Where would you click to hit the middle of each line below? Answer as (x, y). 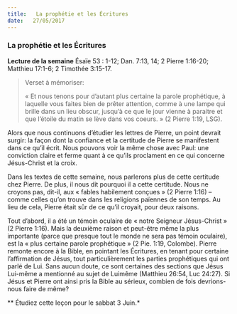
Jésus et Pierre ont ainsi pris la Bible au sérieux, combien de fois (102, 281)
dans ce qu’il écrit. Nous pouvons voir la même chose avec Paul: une (108, 147)
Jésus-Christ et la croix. (43, 163)
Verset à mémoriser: (54, 82)
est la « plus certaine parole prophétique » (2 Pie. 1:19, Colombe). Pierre (112, 244)
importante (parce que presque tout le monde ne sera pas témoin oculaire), (117, 236)
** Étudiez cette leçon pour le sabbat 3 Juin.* (74, 303)
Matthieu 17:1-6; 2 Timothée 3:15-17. (60, 68)
